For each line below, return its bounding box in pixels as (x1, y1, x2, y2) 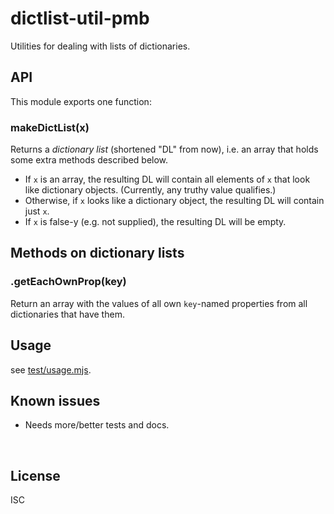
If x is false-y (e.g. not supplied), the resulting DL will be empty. (24, 216, 287, 228)
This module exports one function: (10, 95, 152, 107)
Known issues (10, 392, 101, 409)
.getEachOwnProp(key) (10, 275, 127, 289)
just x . (24, 205, 50, 217)
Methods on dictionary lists (10, 245, 185, 262)
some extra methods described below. (10, 154, 169, 166)
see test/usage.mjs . (10, 363, 92, 376)
